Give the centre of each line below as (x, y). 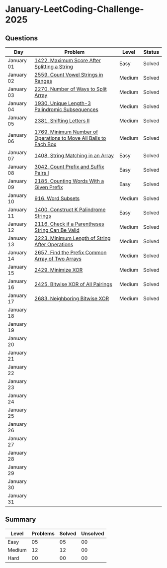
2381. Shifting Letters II (62, 121)
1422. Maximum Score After (68, 60)
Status (151, 52)
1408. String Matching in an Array (74, 155)
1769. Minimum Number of (66, 132)
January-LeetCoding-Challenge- (75, 9)
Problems (43, 533)
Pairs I (42, 173)
